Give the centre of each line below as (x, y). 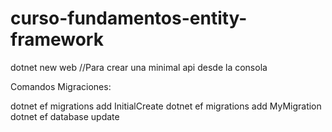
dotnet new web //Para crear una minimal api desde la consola (139, 67)
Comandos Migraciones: (61, 86)
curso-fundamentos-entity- (129, 18)
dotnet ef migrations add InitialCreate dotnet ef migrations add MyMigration (166, 106)
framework (57, 39)
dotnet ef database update (65, 116)
